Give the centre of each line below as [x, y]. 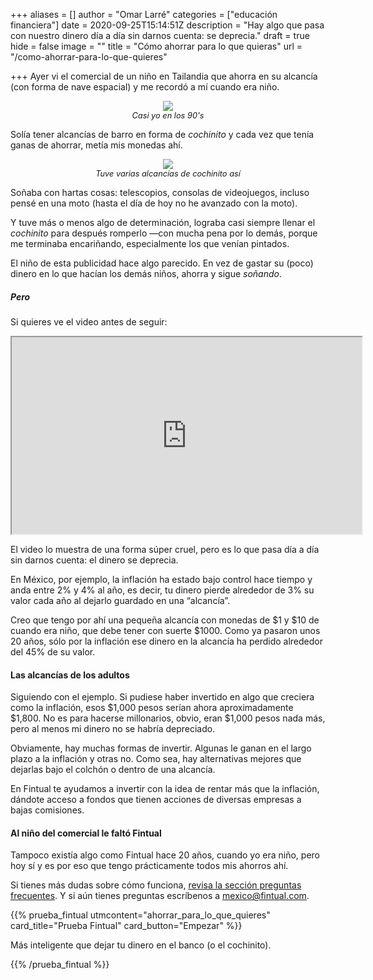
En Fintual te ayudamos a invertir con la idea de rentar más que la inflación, [165, 789]
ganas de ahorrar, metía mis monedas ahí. [96, 145]
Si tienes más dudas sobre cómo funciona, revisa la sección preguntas [156, 885]
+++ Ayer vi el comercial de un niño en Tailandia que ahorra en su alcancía [164, 76]
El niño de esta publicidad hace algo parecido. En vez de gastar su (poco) [162, 263]
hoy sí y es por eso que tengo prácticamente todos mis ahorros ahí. [149, 866]
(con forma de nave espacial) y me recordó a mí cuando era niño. [145, 87]
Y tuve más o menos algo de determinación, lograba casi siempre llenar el [163, 222]
